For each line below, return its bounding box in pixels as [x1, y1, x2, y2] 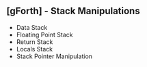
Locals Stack [16, 45, 53, 53]
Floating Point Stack [16, 30, 73, 39]
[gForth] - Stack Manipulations [6, 5, 141, 17]
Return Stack [16, 37, 53, 46]
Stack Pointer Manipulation [16, 52, 93, 60]
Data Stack [16, 23, 48, 31]
